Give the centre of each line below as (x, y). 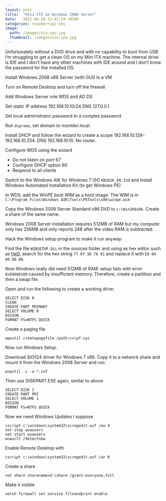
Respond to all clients (34, 170)
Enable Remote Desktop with (35, 448)
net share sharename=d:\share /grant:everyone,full (60, 475)
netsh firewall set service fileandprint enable (56, 494)
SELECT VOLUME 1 (22, 398)
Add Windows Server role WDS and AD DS (49, 96)
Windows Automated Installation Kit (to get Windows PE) (63, 185)
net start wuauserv (25, 434)
